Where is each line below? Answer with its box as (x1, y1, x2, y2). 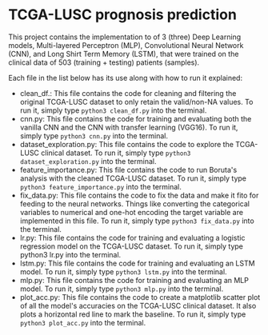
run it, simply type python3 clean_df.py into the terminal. (19, 106, 207, 115)
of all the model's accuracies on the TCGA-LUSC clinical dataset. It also (19, 301, 257, 310)
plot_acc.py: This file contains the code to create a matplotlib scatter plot (19, 292, 261, 301)
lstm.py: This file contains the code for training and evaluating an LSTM (19, 258, 255, 268)
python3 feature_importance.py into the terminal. (19, 181, 182, 191)
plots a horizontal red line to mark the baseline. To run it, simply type (19, 309, 246, 319)
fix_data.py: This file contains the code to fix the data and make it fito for (19, 190, 259, 200)
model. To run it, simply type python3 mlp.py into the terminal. (19, 284, 224, 293)
